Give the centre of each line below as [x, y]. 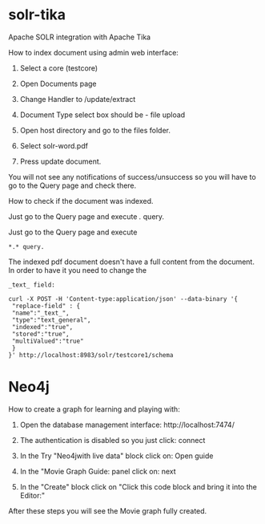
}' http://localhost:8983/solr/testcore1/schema [91, 355]
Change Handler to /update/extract [78, 99]
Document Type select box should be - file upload [102, 115]
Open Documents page [58, 83]
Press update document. [60, 161]
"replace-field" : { [46, 306]
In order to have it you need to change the [77, 270]
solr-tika [37, 15]
